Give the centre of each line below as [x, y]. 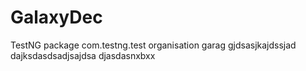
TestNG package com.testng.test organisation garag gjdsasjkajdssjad [153, 45]
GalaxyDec [56, 17]
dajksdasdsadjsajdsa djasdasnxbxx [83, 55]
